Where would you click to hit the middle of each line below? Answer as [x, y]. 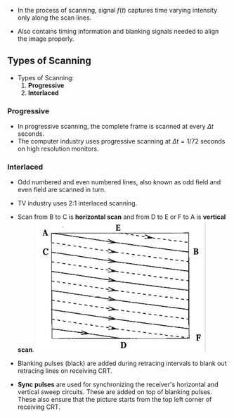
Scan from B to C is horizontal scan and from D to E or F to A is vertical [122, 217]
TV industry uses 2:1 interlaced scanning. [77, 203]
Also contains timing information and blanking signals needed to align [118, 31]
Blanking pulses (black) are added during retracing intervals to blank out [122, 363]
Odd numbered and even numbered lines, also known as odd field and [119, 182]
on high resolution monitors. [58, 149]
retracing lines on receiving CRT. [65, 371]
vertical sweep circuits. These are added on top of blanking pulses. [115, 392]
